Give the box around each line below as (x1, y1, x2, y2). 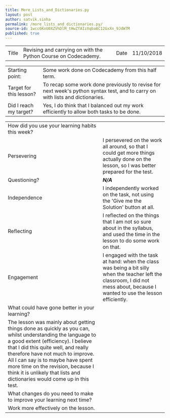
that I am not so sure (102, 218, 151, 225)
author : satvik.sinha (5, 17, 51, 22)
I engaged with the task (102, 252, 158, 258)
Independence (8, 194, 42, 201)
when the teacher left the (102, 271, 162, 277)
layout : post (5, 12, 33, 17)
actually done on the (102, 156, 151, 162)
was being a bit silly (102, 264, 149, 271)
